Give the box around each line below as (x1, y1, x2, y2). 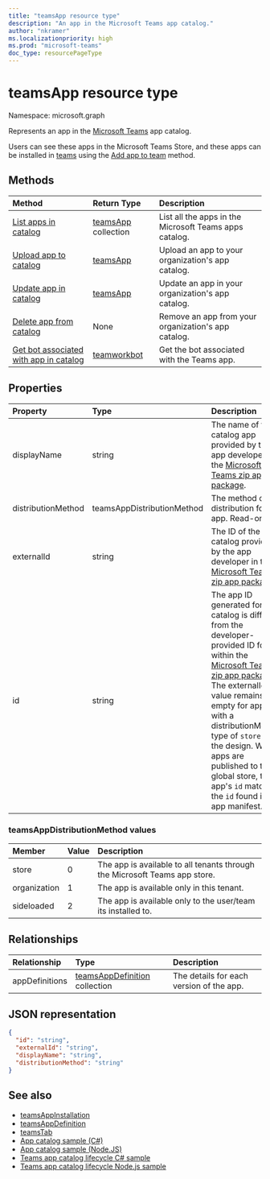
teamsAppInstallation (19, 1110, 91, 1119)
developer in (211, 556, 259, 567)
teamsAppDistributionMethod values (8, 825, 157, 836)
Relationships (8, 933, 79, 946)
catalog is (211, 609, 248, 620)
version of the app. (172, 980, 244, 991)
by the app (211, 545, 252, 556)
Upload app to (12, 249, 66, 260)
